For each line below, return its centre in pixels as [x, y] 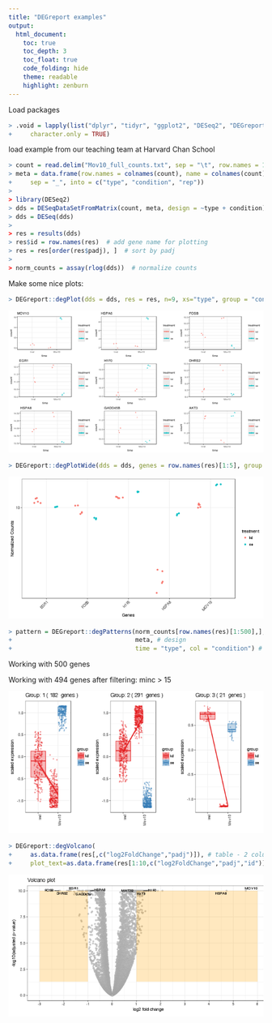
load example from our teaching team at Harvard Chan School [112, 149]
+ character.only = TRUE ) [59, 134]
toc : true [40, 43]
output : [21, 26]
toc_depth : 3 [45, 51]
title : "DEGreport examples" [57, 17]
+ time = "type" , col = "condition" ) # [136, 648]
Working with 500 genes [49, 664]
